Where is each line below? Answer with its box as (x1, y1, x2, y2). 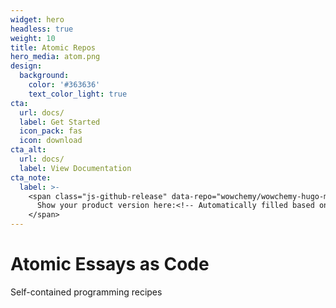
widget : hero (10, 14, 65, 25)
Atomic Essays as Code (10, 253, 210, 276)
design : (10, 61, 43, 71)
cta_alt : (10, 145, 47, 155)
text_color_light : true (28, 89, 128, 99)
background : (19, 71, 70, 81)
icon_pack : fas (19, 126, 83, 136)
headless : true (10, 24, 74, 34)
